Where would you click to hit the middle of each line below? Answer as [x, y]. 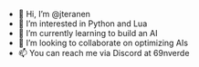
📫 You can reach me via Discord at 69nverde [104, 53]
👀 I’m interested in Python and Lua [83, 24]
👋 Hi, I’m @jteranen [54, 14]
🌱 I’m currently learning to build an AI [88, 33]
